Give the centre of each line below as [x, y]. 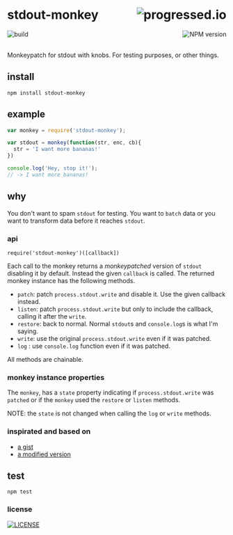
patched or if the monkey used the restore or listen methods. [94, 400]
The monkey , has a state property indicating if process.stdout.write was [111, 392]
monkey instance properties [56, 377]
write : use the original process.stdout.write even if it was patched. [114, 338]
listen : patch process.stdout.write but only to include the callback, [115, 309]
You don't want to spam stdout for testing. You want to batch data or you [111, 213]
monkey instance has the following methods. [71, 280]
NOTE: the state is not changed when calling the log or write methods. [110, 413]
